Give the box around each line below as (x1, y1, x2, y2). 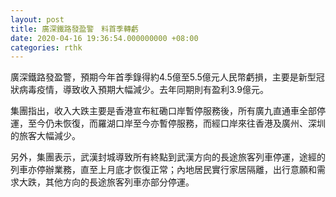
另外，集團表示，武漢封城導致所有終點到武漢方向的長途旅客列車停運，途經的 (10, 151, 326, 163)
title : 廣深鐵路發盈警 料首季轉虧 (10, 24, 139, 34)
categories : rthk (10, 42, 83, 53)
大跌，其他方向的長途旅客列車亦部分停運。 (18, 176, 195, 188)
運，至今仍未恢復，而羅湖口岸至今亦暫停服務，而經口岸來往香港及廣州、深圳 (10, 117, 326, 130)
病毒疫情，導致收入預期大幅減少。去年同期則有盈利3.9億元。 (18, 84, 269, 96)
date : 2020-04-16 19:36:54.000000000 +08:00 (10, 33, 199, 43)
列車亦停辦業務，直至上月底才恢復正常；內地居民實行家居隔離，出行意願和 (10, 164, 317, 176)
